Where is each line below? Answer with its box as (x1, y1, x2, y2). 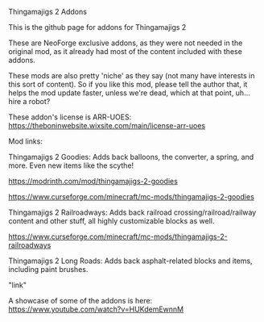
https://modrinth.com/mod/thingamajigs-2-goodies (8, 177, 179, 186)
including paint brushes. (8, 265, 89, 274)
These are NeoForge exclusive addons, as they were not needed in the (8, 38, 243, 48)
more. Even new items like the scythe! (8, 161, 134, 170)
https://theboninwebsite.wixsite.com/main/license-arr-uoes (8, 121, 206, 130)
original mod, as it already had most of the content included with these (8, 47, 243, 56)
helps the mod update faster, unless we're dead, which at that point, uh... (8, 88, 251, 98)
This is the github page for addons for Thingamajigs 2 (8, 23, 187, 31)
